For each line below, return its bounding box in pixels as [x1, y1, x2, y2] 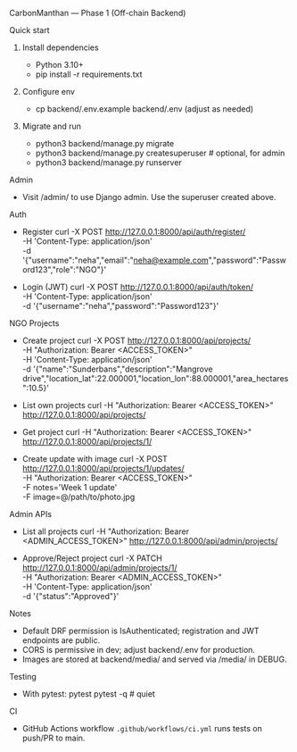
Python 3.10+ [35, 60, 85, 70]
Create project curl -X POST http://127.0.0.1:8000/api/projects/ [21, 335, 252, 346]
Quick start [9, 25, 50, 35]
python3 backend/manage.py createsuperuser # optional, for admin [35, 147, 285, 158]
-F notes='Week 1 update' [21, 482, 118, 492]
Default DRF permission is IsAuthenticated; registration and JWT [21, 625, 260, 636]
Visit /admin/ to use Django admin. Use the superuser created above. [21, 192, 276, 202]
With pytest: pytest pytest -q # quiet [21, 689, 156, 699]
